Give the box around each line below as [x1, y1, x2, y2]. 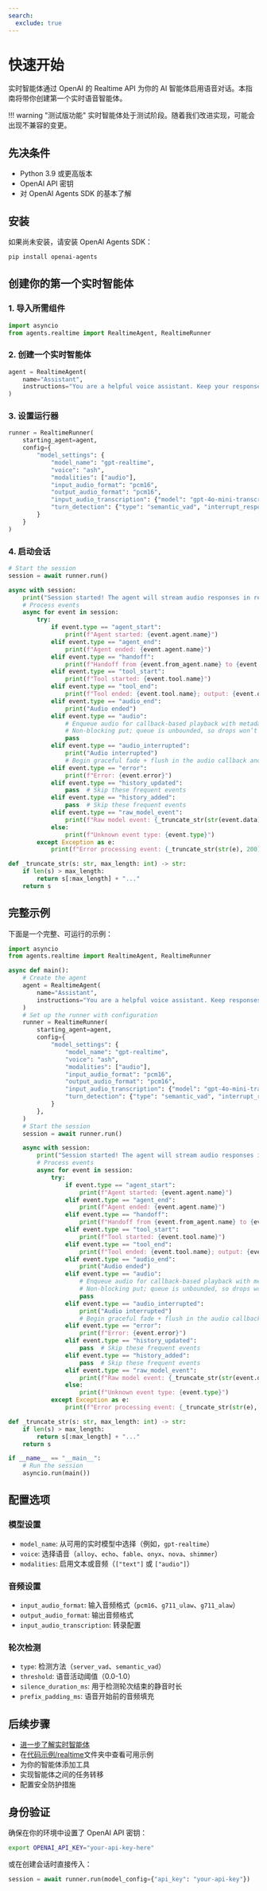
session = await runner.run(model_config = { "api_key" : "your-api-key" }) [8, 1875, 250, 1883]
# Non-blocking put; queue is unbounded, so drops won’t [64, 727, 258, 735]
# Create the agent [22, 974, 87, 982]
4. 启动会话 [8, 545, 51, 556]
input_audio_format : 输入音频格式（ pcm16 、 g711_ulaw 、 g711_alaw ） [19, 1600, 240, 1610]
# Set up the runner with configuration [22, 1011, 158, 1019]
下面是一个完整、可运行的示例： [8, 929, 113, 938]
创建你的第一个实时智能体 [8, 277, 133, 291]
